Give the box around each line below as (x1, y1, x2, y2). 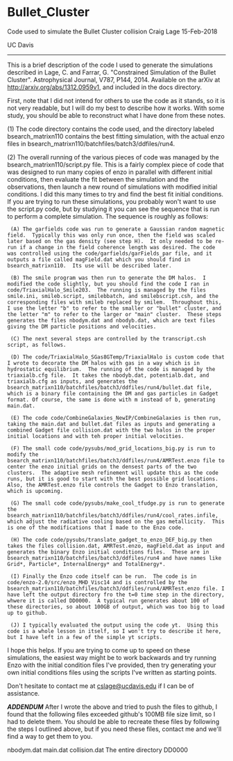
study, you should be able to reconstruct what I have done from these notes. (7, 111, 225, 119)
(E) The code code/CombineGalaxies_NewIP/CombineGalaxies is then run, (10, 414, 222, 421)
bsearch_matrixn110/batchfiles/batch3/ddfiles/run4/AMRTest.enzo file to (7, 457, 225, 464)
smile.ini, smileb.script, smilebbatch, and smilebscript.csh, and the (7, 292, 218, 299)
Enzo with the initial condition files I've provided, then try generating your (7, 661, 216, 669)
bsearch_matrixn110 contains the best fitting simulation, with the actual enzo (7, 132, 225, 140)
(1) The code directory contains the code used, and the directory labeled (7, 125, 215, 133)
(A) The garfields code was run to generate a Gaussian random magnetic (10, 226, 225, 233)
